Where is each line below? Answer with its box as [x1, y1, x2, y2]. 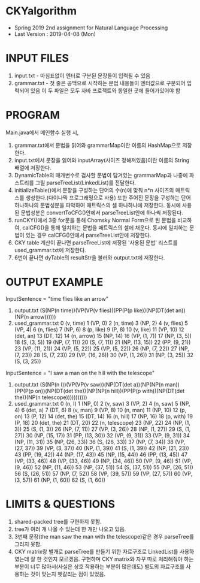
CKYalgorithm [5, 4, 77, 18]
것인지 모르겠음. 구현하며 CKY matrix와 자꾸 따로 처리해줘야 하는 [43, 555, 194, 563]
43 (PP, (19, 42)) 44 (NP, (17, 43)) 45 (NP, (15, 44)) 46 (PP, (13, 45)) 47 [14, 451, 188, 458]
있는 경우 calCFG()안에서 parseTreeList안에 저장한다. [25, 231, 151, 238]
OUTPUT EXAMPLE [5, 276, 104, 289]
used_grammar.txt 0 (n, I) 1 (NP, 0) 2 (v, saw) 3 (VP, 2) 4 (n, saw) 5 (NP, [14, 400, 190, 407]
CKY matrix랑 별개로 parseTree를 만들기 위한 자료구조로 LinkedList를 [14, 548, 178, 555]
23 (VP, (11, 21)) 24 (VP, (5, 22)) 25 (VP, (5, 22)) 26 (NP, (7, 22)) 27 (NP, [14, 345, 189, 352]
